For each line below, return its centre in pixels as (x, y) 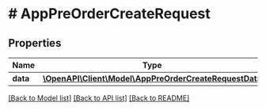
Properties (35, 43)
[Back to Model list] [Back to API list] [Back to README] (99, 98)
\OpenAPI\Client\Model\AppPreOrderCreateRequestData (152, 78)
